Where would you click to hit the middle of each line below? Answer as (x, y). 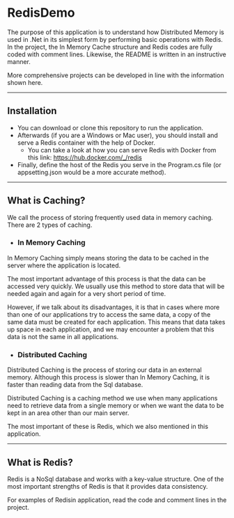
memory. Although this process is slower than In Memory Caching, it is (109, 377)
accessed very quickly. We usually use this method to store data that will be (116, 286)
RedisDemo (41, 13)
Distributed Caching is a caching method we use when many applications (112, 398)
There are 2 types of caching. (50, 225)
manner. (19, 61)
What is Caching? (46, 201)
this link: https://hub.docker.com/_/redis (85, 157)
